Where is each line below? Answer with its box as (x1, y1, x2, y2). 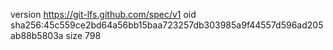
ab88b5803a (10, 30, 64, 41)
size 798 (65, 30, 102, 41)
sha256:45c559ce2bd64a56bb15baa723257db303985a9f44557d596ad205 (10, 19, 324, 31)
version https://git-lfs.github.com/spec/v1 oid (10, 9, 197, 20)
